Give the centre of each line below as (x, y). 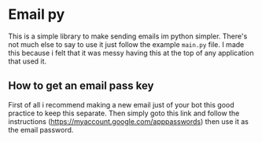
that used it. (28, 61)
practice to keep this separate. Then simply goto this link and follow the (124, 113)
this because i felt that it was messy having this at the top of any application (131, 53)
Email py (37, 15)
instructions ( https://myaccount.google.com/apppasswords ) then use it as (129, 121)
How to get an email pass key (81, 86)
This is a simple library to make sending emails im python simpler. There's (128, 36)
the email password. (41, 129)
